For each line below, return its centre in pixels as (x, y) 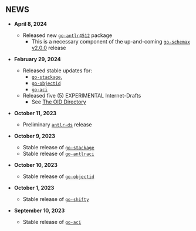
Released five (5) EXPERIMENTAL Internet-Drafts (82, 95)
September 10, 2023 (39, 210)
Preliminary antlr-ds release (57, 124)
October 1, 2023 (34, 188)
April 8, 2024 (31, 24)
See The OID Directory (59, 102)
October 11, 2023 (35, 113)
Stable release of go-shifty (56, 199)
